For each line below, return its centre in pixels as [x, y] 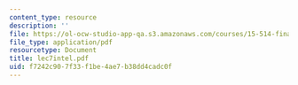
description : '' [39, 26]
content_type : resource [53, 17]
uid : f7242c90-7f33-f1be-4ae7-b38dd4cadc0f [91, 67]
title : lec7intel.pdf [49, 58]
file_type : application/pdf [61, 42]
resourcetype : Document [53, 50]
